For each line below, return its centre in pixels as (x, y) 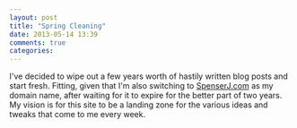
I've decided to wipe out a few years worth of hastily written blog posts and (149, 76)
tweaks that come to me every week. (78, 115)
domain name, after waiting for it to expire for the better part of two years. (146, 96)
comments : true (38, 43)
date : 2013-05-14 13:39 (54, 34)
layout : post (34, 17)
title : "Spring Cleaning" (57, 26)
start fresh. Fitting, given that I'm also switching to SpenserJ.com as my (141, 86)
